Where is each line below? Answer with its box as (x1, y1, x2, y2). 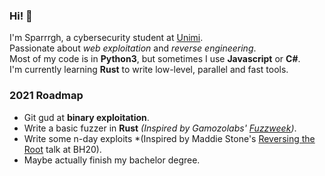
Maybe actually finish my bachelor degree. (23, 154, 201, 166)
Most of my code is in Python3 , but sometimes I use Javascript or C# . (9, 53, 301, 65)
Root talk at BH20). (23, 143, 102, 155)
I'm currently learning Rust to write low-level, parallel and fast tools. (9, 64, 289, 76)
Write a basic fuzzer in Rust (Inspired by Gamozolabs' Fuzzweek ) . (23, 122, 297, 134)
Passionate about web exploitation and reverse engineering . (9, 42, 257, 54)
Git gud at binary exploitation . (23, 111, 150, 123)
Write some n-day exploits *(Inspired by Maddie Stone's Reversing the (23, 132, 316, 144)
